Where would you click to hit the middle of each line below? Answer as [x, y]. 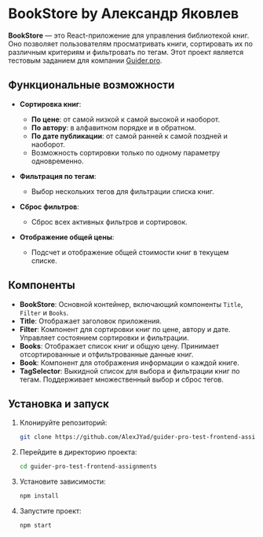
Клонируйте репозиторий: [63, 423]
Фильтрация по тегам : [58, 176]
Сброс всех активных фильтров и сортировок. [110, 221]
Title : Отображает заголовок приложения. [91, 321]
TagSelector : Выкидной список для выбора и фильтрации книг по [130, 371]
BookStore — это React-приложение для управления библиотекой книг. [129, 35]
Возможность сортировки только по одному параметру [126, 152]
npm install [39, 496]
